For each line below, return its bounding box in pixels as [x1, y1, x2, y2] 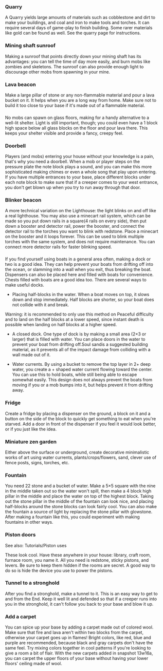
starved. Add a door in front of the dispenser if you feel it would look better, [5, 421, 157, 427]
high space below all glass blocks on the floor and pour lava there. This [5, 125, 148, 131]
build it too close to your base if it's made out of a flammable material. [5, 102, 145, 108]
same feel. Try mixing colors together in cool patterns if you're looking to [5, 645, 151, 651]
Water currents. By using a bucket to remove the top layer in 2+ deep [12, 361, 151, 367]
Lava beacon [5, 81, 36, 88]
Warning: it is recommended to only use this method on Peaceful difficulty [5, 311, 154, 317]
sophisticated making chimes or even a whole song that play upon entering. [5, 169, 157, 175]
